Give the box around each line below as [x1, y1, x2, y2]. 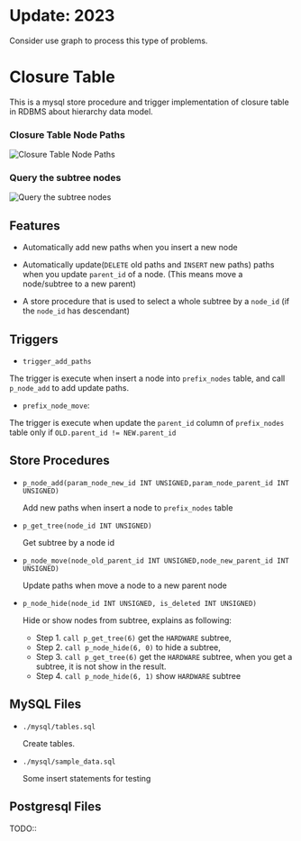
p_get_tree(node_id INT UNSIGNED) [22, 521, 152, 530]
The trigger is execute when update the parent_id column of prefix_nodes [9, 418, 285, 429]
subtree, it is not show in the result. [35, 661, 167, 672]
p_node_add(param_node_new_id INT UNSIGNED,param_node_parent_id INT [22, 478, 290, 487]
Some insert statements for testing [22, 773, 151, 783]
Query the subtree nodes [9, 172, 122, 185]
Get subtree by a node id [22, 537, 115, 547]
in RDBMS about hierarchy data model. [9, 105, 153, 117]
